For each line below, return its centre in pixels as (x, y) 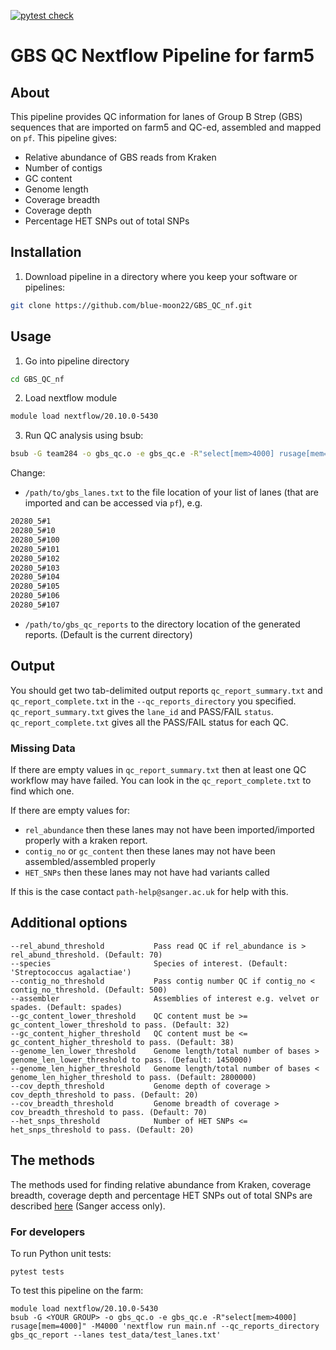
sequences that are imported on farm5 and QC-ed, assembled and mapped (166, 127)
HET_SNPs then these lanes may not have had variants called (147, 872)
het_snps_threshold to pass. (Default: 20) (102, 1130)
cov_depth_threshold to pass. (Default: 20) (104, 1095)
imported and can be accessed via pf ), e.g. (113, 503)
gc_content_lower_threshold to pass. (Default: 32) (120, 1025)
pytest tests (37, 1271)
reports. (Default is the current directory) (108, 634)
